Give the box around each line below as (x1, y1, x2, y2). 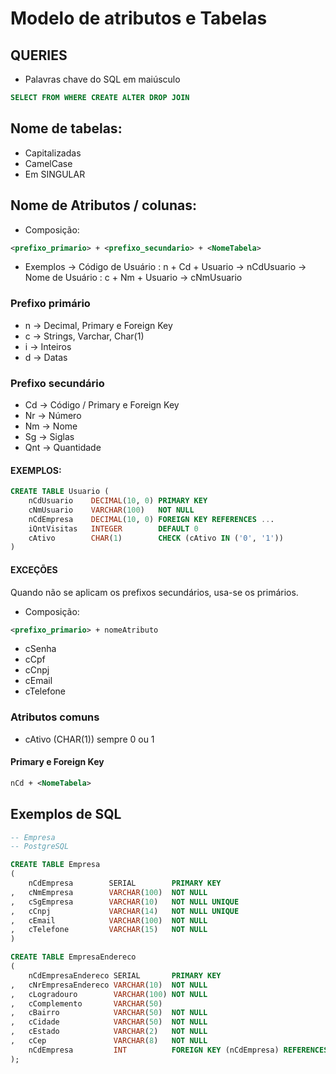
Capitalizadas (24, 147, 82, 159)
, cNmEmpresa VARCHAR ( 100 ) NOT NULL (10, 887, 208, 897)
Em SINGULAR (24, 168, 86, 180)
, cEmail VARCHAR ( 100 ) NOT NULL (10, 915, 208, 926)
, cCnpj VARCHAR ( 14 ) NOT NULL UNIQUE (10, 906, 240, 916)
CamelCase (24, 157, 73, 169)
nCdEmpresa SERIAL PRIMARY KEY (28, 878, 222, 889)
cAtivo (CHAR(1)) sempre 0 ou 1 (24, 733, 155, 745)
